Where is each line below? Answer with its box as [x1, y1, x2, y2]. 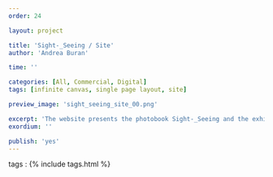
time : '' [8, 63, 38, 71]
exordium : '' [8, 123, 53, 131]
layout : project [8, 26, 63, 35]
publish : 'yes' [8, 137, 60, 145]
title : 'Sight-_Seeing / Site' [8, 41, 115, 50]
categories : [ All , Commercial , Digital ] [8, 78, 148, 86]
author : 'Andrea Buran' [8, 49, 89, 57]
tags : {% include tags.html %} [8, 159, 111, 169]
